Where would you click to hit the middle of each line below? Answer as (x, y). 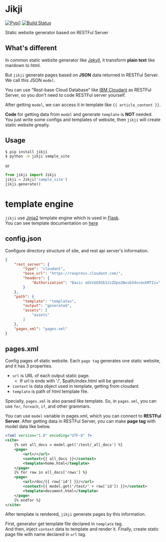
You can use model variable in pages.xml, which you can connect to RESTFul (83, 416)
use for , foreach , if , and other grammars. (48, 406)
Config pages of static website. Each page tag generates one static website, (83, 361)
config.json (23, 239)
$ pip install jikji (27, 152)
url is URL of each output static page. (51, 376)
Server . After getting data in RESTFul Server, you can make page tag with (81, 421)
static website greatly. (28, 124)
